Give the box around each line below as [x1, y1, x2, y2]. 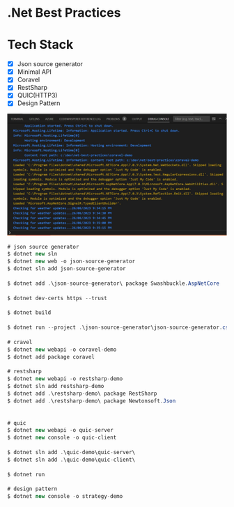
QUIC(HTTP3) [17, 91, 58, 100]
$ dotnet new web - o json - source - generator [7, 258, 136, 265]
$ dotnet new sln [7, 251, 58, 258]
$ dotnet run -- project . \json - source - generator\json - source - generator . [7, 324, 223, 331]
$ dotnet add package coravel [7, 353, 95, 360]
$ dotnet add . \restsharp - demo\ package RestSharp [7, 390, 157, 398]
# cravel [7, 338, 33, 345]
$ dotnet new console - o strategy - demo [7, 493, 123, 500]
